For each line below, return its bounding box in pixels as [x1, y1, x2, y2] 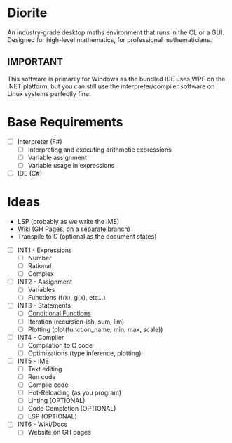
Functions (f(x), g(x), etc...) [27, 293, 107, 302]
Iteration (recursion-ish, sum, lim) [27, 317, 125, 326]
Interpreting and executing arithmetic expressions [27, 145, 172, 154]
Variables [27, 286, 55, 294]
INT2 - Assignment [17, 277, 72, 286]
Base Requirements [7, 114, 123, 130]
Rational [27, 262, 52, 270]
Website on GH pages [27, 428, 91, 437]
